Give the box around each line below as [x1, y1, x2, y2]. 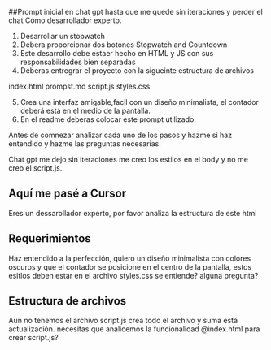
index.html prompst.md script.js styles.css [8, 81, 151, 91]
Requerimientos [8, 231, 91, 246]
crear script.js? [8, 333, 59, 343]
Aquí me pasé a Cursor [8, 187, 127, 201]
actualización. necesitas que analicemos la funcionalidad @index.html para [8, 324, 260, 334]
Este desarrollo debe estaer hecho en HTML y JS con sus [20, 49, 214, 58]
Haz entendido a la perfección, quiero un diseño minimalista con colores [8, 253, 251, 263]
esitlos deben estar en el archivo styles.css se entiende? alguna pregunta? [8, 270, 259, 280]
